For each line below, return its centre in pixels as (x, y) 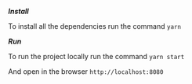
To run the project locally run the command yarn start (96, 56)
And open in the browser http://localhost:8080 (86, 72)
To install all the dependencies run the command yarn (95, 26)
